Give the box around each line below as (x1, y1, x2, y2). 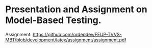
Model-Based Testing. (5, 14, 102, 26)
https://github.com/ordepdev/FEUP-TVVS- (32, 31, 122, 37)
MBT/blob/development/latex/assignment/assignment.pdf (5, 37, 126, 43)
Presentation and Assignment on (5, 4, 147, 15)
